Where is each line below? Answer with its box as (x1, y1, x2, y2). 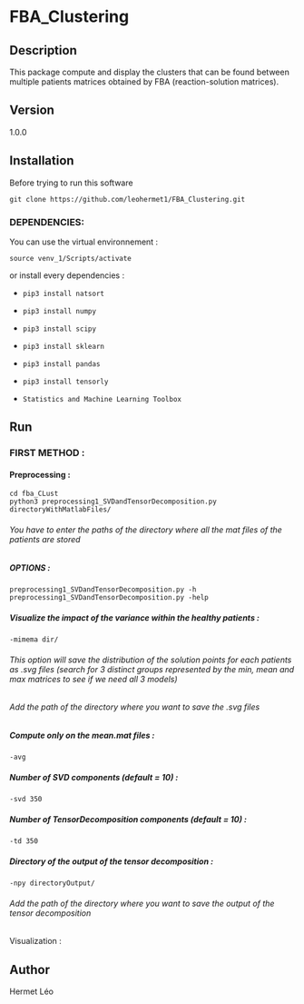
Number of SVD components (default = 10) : (9, 771, 179, 782)
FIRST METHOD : (9, 447, 85, 460)
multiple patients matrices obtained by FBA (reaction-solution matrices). (9, 76, 279, 87)
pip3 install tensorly (22, 377, 109, 386)
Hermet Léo (9, 986, 54, 997)
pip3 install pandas (22, 359, 101, 369)
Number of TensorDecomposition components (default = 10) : (9, 813, 248, 824)
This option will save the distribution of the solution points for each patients (9, 654, 292, 665)
